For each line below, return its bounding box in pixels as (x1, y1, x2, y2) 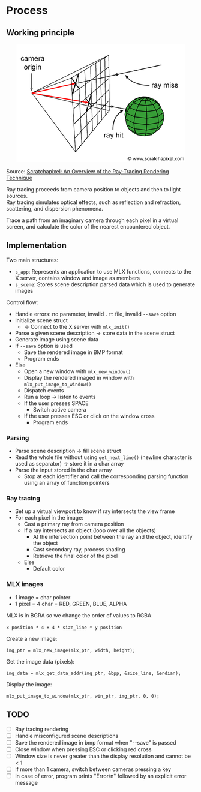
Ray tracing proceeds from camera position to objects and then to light (6, 186, 181, 193)
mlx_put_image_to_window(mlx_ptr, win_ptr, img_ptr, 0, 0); (6, 693, 160, 699)
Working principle (6, 28, 75, 38)
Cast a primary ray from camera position (23, 520, 124, 528)
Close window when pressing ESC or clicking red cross (14, 745, 152, 753)
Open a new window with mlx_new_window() (23, 367, 131, 375)
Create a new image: (6, 635, 58, 642)
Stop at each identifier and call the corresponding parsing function (23, 473, 189, 480)
